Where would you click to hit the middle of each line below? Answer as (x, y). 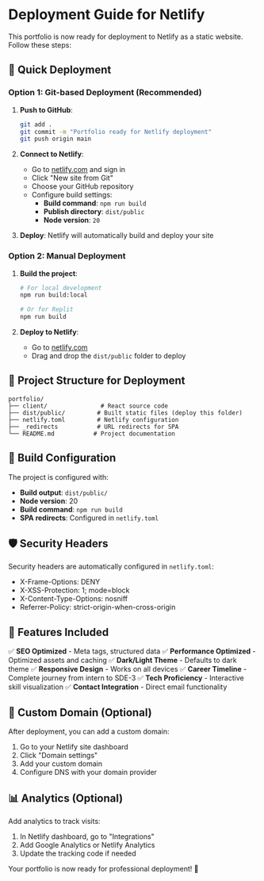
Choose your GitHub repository (82, 186)
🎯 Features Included (59, 632)
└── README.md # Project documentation (92, 434)
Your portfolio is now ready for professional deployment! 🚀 (103, 868)
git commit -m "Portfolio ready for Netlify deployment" (116, 132)
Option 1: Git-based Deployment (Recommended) (105, 93)
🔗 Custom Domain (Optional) (80, 712)
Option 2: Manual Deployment (67, 256)
